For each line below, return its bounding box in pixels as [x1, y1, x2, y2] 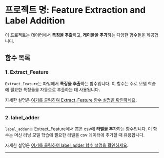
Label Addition [5, 15, 65, 26]
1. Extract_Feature [5, 69, 49, 76]
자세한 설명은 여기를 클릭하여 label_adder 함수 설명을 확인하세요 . [5, 142, 129, 148]
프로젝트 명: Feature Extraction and [5, 4, 146, 16]
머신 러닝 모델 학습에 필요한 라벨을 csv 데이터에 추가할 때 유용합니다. [14, 132, 145, 137]
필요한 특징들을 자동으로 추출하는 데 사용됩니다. [10, 87, 101, 92]
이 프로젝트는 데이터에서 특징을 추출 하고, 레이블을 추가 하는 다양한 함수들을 [5, 32, 145, 38]
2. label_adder [5, 114, 40, 121]
